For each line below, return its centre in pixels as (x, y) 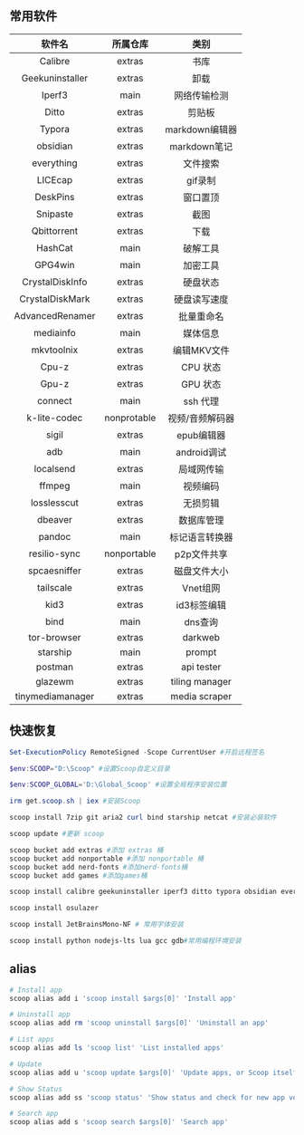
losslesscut (55, 503)
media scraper (201, 696)
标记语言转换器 (201, 537)
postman (55, 667)
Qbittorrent (55, 231)
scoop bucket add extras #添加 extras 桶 (86, 850)
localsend (55, 468)
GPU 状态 (201, 384)
